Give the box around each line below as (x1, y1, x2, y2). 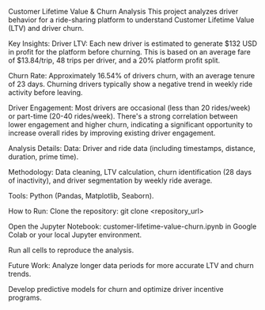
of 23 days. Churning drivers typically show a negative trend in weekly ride (8, 79, 253, 89)
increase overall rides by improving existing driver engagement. (8, 128, 216, 138)
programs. (8, 293, 42, 302)
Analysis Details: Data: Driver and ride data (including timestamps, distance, (8, 144, 256, 153)
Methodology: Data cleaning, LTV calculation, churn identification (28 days (8, 168, 252, 176)
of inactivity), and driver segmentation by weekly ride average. (8, 176, 213, 185)
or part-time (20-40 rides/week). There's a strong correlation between (8, 112, 238, 121)
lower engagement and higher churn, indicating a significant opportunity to (8, 120, 253, 129)
